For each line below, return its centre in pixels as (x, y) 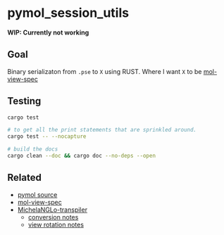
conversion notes (53, 217)
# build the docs (33, 149)
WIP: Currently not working (48, 32)
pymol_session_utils (68, 13)
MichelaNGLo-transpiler (52, 210)
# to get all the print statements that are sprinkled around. (102, 130)
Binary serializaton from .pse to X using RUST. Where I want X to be (105, 71)
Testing (24, 101)
